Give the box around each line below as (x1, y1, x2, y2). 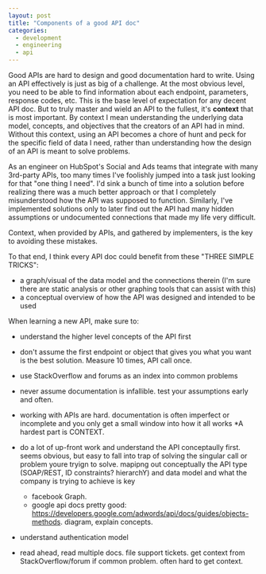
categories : (8, 26, 48, 34)
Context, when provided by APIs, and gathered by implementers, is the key (8, 228, 253, 237)
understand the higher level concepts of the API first (19, 332, 192, 341)
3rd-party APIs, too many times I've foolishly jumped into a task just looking (8, 170, 256, 180)
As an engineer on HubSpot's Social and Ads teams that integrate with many (8, 162, 259, 171)
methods (31, 518, 61, 526)
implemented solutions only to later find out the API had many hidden (8, 204, 234, 213)
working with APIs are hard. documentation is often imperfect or (19, 410, 230, 420)
